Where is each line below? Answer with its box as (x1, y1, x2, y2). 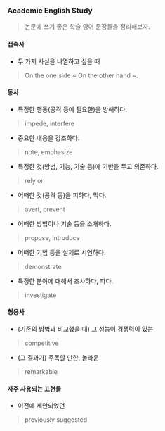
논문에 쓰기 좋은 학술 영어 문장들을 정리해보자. (24, 23, 151, 31)
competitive (24, 339, 59, 347)
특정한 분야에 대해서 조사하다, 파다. (17, 277, 114, 285)
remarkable (24, 367, 58, 375)
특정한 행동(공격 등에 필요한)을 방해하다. (17, 105, 128, 113)
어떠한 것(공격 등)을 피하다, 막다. (17, 191, 107, 199)
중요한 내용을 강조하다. (17, 133, 80, 142)
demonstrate (24, 262, 62, 270)
